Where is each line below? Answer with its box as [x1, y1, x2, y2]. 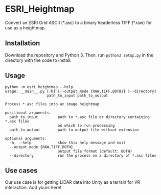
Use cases [5, 166, 38, 174]
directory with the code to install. [5, 57, 72, 63]
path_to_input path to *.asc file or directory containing [9, 114, 150, 120]
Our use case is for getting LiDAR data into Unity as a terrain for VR [5, 179, 140, 185]
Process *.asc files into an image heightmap [5, 101, 99, 106]
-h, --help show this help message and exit [9, 140, 126, 145]
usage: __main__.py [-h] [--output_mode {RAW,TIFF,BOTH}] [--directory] [5, 89, 157, 94]
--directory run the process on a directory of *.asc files [9, 153, 157, 158]
